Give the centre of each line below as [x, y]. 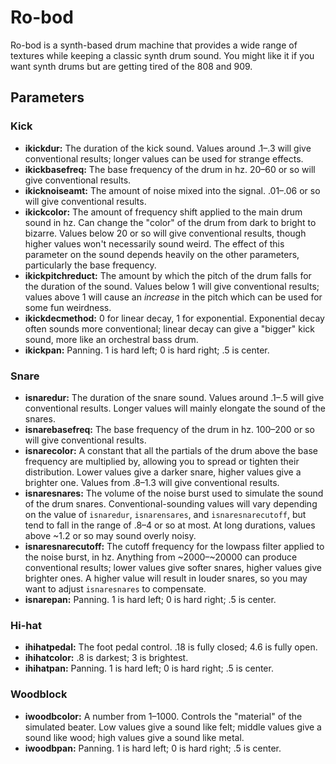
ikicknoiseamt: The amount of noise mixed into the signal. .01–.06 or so [172, 190]
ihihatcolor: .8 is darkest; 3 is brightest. [106, 658]
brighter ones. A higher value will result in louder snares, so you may [166, 578]
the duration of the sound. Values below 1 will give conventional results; [172, 286]
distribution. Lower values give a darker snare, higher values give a [163, 472]
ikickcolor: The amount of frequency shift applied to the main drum [163, 212]
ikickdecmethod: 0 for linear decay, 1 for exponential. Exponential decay [174, 318]
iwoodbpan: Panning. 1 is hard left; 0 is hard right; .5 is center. [153, 748]
